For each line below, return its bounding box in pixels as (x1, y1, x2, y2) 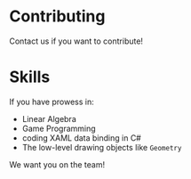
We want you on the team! (9, 159, 105, 170)
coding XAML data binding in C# (21, 132, 142, 143)
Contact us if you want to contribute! (9, 36, 144, 46)
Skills (9, 67, 51, 87)
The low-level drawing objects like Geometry (21, 142, 182, 152)
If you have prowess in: (9, 96, 95, 107)
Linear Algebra (21, 113, 77, 124)
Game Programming (21, 123, 96, 134)
